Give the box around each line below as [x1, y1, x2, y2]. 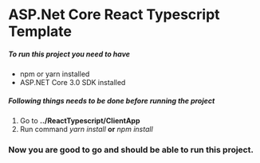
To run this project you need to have [8, 49, 130, 59]
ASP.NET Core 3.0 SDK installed [19, 78, 126, 87]
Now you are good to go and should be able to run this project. [8, 145, 254, 156]
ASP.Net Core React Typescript [8, 6, 221, 24]
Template [8, 22, 72, 41]
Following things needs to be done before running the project [8, 95, 215, 105]
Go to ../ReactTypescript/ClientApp [19, 116, 140, 126]
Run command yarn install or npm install [19, 125, 153, 134]
